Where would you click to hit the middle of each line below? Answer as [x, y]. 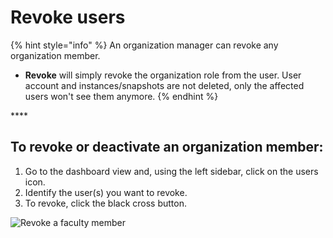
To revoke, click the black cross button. [106, 203]
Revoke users [68, 17]
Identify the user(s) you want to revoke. [106, 192]
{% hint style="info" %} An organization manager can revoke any [144, 45]
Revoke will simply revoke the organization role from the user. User [163, 75]
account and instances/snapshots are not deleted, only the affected [164, 85]
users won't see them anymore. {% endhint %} [121, 96]
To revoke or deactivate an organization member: [167, 147]
